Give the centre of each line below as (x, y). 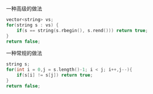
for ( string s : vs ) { (33, 25)
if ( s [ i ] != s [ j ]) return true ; (55, 75)
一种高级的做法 (24, 8)
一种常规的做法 (24, 53)
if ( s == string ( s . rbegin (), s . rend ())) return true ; (82, 30)
